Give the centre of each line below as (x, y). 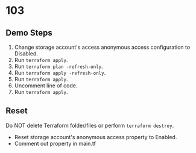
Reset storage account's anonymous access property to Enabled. (96, 137)
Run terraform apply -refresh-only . (60, 73)
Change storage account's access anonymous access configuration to (102, 47)
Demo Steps (29, 33)
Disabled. (26, 54)
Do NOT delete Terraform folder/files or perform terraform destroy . (90, 125)
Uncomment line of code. (46, 86)
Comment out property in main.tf (55, 143)
